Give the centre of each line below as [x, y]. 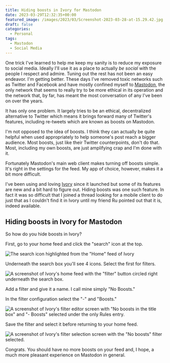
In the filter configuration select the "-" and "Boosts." [61, 299]
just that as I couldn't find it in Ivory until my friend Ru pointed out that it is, [84, 200]
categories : [18, 29]
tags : [11, 39]
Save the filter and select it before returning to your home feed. [72, 324]
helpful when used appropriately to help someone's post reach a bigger [81, 137]
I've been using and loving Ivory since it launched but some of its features [83, 184]
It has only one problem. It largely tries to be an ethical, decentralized [78, 111]
